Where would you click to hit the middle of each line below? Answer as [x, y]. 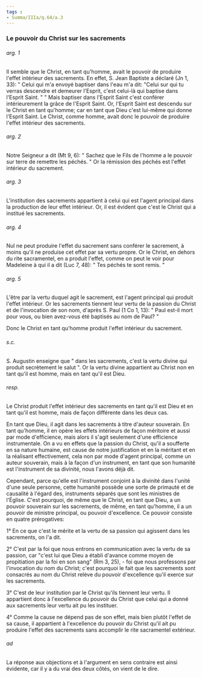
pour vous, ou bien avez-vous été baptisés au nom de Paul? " [83, 316]
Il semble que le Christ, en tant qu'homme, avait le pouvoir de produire [94, 71]
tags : [14, 12]
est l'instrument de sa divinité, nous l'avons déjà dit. [71, 469]
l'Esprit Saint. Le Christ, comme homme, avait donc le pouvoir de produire [98, 116]
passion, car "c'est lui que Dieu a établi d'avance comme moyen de [90, 555]
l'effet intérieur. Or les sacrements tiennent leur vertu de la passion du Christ [101, 304]
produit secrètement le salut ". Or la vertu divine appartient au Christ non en [100, 367]
